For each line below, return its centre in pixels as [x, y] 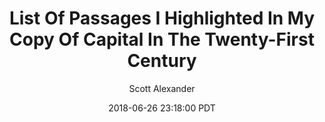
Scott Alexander [162, 88]
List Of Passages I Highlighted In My [162, 18]
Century [162, 61]
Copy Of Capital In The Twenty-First [162, 39]
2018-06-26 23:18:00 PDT [162, 108]
